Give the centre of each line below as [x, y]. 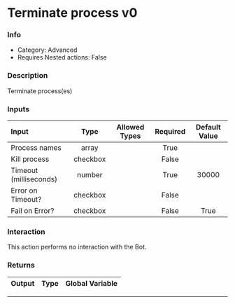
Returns [21, 265]
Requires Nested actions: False [62, 57]
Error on [24, 191]
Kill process [30, 159]
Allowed [130, 127]
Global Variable [91, 283]
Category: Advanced [47, 50]
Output [23, 283]
